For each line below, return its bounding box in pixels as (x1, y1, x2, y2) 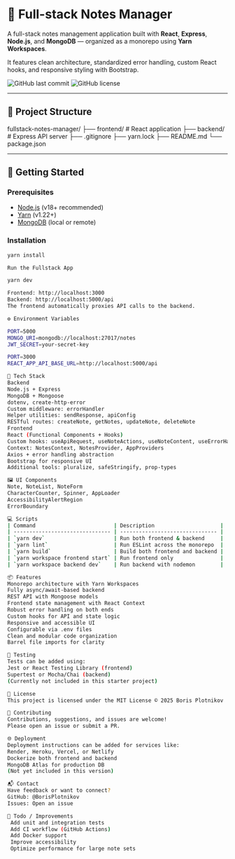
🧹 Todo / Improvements (7, 813, 73, 820)
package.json (7, 140, 47, 148)
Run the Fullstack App (7, 264, 73, 271)
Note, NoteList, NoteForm (7, 483, 83, 490)
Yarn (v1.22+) (17, 210, 57, 219)
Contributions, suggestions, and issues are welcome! (7, 716, 168, 723)
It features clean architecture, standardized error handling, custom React (7, 58, 217, 66)
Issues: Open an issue (7, 799, 73, 807)
